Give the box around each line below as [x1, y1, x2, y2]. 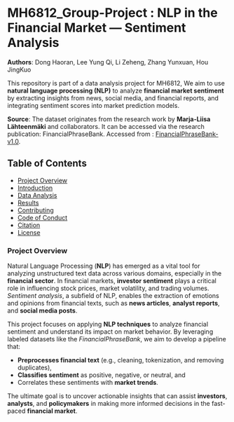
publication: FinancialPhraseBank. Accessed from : [7, 130, 154, 138]
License [17, 228, 41, 236]
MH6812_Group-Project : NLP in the [7, 5, 219, 21]
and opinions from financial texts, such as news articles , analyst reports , [7, 299, 220, 308]
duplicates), [17, 363, 53, 372]
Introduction [17, 184, 53, 192]
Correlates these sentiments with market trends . [17, 379, 159, 387]
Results [17, 198, 39, 207]
